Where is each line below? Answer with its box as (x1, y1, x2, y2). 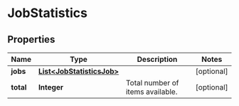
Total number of (125, 78, 179, 88)
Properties (7, 33, 55, 46)
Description (137, 55, 178, 64)
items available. (125, 87, 178, 97)
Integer (38, 83, 64, 92)
